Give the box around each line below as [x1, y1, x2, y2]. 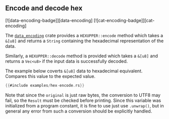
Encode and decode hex [5, 4, 83, 13]
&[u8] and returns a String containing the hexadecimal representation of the [5, 38, 164, 44]
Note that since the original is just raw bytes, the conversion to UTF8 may [5, 92, 160, 98]
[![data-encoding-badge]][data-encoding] [5, 17, 93, 23]
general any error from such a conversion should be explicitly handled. [5, 108, 152, 114]
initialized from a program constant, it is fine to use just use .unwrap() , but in [5, 102, 164, 108]
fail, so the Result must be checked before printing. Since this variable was [5, 97, 161, 103]
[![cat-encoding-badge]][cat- [93, 17, 155, 23]
